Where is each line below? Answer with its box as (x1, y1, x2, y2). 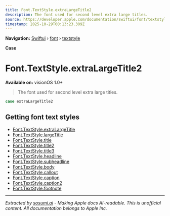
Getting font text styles (5, 113, 80, 122)
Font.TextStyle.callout (12, 169, 58, 175)
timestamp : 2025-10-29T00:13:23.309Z (5, 21, 85, 27)
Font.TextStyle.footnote (12, 185, 62, 191)
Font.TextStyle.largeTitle (12, 132, 63, 138)
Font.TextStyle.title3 (12, 147, 55, 154)
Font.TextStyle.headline (12, 153, 62, 159)
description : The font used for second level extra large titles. (5, 12, 148, 17)
